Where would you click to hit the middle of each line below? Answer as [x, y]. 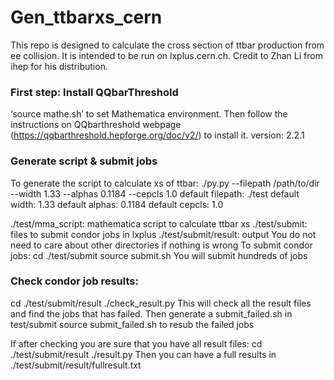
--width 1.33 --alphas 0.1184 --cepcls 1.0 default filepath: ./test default [155, 193]
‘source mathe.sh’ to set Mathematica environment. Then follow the [149, 114]
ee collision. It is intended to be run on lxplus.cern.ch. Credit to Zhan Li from [166, 55]
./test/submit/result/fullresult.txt [76, 365]
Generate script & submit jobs [84, 161]
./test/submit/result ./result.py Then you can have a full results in [143, 354]
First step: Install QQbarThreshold [94, 92]
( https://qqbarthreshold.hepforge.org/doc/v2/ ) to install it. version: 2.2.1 [157, 135]
